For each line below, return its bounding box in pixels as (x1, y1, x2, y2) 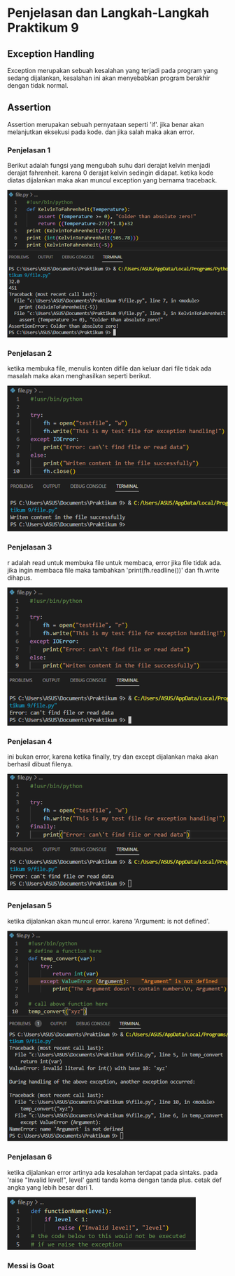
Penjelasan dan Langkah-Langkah (7, 5, 210, 21)
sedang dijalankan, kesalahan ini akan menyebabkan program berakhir (7, 74, 211, 82)
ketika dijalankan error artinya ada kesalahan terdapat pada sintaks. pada (7, 1168, 218, 1176)
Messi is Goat (7, 1261, 55, 1270)
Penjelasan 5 (7, 900, 52, 910)
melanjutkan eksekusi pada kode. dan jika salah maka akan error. (7, 128, 194, 136)
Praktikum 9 (7, 20, 79, 36)
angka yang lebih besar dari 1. (7, 1183, 94, 1191)
